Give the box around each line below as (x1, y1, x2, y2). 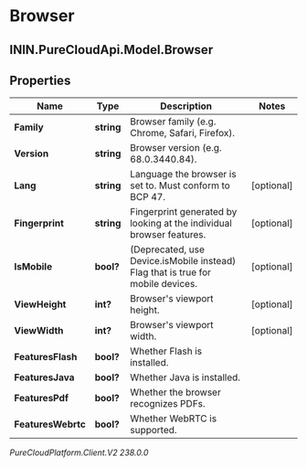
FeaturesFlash (14, 351, 78, 364)
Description (159, 100, 213, 112)
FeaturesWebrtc (14, 418, 87, 430)
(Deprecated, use (129, 243, 206, 256)
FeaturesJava (14, 371, 75, 384)
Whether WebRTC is (129, 412, 217, 425)
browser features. (129, 228, 206, 241)
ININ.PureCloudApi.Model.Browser (9, 42, 214, 58)
